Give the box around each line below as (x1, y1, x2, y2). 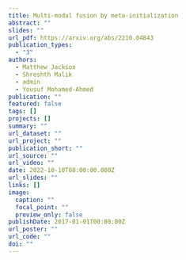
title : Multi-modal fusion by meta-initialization (8, 11, 179, 20)
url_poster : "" (8, 225, 59, 234)
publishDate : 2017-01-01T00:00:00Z (8, 218, 126, 226)
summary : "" (8, 122, 47, 130)
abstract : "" (8, 19, 51, 27)
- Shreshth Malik (15, 71, 73, 78)
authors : (8, 56, 37, 64)
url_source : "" (8, 151, 59, 159)
